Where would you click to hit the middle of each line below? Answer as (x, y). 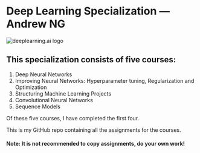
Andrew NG (36, 24)
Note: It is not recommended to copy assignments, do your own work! (96, 144)
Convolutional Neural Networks (54, 100)
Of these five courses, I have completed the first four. (73, 118)
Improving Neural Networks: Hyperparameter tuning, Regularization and (105, 80)
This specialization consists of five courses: (91, 60)
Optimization (31, 87)
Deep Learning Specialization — (88, 11)
